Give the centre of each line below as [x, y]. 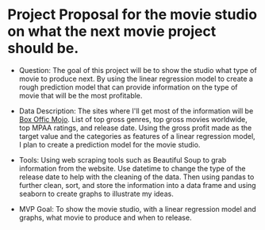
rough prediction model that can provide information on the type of [128, 87]
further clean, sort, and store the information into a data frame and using [137, 185]
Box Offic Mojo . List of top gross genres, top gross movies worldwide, [133, 119]
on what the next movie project [112, 31]
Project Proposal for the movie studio [132, 15]
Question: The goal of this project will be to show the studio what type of [138, 70]
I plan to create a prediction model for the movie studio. [109, 144]
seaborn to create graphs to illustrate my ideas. [96, 194]
